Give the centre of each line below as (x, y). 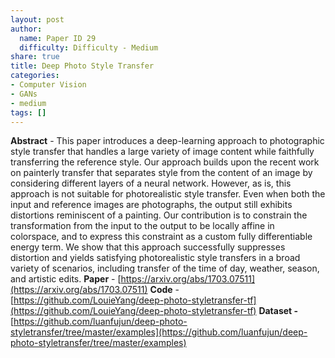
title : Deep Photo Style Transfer (82, 66)
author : (26, 29)
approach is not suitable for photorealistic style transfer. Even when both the (168, 194)
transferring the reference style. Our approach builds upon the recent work (165, 162)
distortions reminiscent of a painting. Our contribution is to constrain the (159, 215)
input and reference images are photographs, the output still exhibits (151, 205)
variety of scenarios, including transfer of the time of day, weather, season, (165, 268)
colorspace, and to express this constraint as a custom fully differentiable (161, 237)
